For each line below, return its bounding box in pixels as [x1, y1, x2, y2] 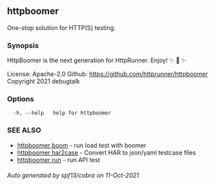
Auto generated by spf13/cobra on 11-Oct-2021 [7, 171, 139, 180]
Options [7, 94, 34, 104]
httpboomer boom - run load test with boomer [16, 141, 147, 149]
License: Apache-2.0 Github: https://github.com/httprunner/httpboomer [7, 70, 208, 78]
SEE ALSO [7, 126, 42, 135]
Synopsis [7, 40, 39, 50]
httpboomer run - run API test [16, 155, 100, 163]
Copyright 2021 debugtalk [7, 77, 81, 85]
